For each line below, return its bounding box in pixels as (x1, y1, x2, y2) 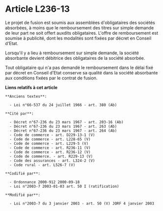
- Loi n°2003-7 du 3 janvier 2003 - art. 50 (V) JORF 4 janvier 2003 (9, 201, 154, 206)
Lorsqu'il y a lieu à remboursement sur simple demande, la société (5, 50, 139, 56)
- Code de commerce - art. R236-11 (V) (9, 145, 91, 150)
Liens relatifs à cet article (5, 84, 58, 90)
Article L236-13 (5, 3, 70, 15)
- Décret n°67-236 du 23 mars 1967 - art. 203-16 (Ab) (9, 119, 124, 124)
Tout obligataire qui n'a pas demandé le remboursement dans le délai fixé (5, 65, 153, 70)
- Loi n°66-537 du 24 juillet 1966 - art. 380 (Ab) (9, 102, 117, 107)
